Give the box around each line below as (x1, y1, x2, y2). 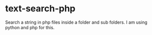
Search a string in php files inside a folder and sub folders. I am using (5, 19, 148, 25)
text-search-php (5, 3, 76, 14)
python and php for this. (5, 24, 55, 30)
